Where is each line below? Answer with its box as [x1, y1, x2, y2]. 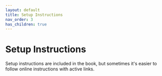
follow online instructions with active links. [5, 66, 95, 72]
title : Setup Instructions [5, 12, 63, 17]
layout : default [5, 7, 40, 13]
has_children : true [5, 21, 47, 27]
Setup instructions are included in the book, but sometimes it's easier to [5, 61, 157, 67]
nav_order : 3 [5, 17, 33, 22]
